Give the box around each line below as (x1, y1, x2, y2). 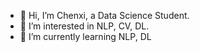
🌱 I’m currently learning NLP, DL (19, 31, 152, 42)
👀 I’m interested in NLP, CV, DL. (19, 20, 150, 32)
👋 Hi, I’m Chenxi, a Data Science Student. (19, 10, 190, 21)
